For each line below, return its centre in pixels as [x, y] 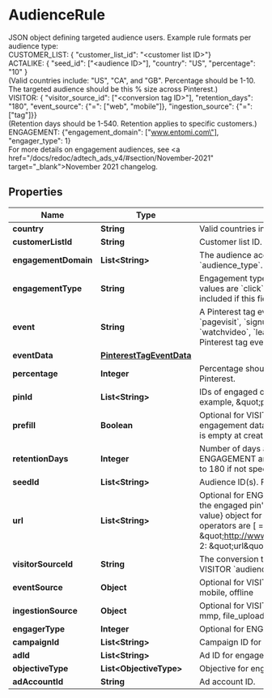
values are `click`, [233, 288]
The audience [226, 255]
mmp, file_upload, [233, 615]
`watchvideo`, [225, 332]
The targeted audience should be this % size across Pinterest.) [113, 89]
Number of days [230, 448]
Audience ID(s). [229, 482]
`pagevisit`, [221, 322]
